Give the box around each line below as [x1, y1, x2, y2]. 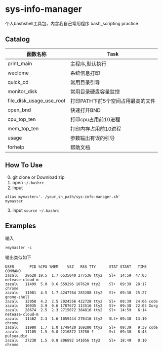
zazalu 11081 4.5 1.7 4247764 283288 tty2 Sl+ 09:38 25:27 [5, 291, 147, 296]
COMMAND [5, 269, 21, 274]
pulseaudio [5, 334, 28, 339]
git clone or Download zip [12, 174, 65, 180]
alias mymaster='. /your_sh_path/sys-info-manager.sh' [5, 194, 121, 199]
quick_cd [7, 78, 29, 85]
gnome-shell [5, 295, 30, 300]
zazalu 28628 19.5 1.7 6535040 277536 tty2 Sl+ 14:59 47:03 [5, 273, 147, 278]
